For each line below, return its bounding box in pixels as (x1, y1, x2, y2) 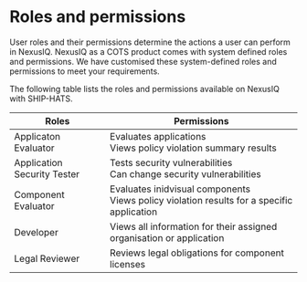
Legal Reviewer (14, 252, 80, 265)
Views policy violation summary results (109, 141, 277, 154)
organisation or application (109, 231, 225, 244)
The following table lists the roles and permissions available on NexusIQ (9, 83, 281, 94)
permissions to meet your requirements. (9, 66, 160, 77)
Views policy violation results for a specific (109, 193, 293, 206)
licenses (109, 257, 146, 270)
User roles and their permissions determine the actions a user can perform (9, 37, 291, 47)
